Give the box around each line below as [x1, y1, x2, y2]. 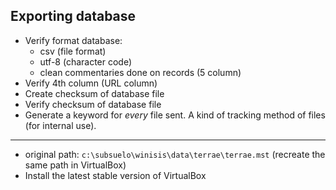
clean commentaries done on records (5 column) [39, 66, 242, 78]
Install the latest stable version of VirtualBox [24, 169, 207, 181]
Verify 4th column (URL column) [24, 77, 158, 89]
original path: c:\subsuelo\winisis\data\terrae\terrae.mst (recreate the [24, 148, 326, 160]
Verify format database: [24, 34, 123, 46]
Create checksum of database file [24, 87, 165, 99]
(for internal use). [24, 119, 97, 131]
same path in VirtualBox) [24, 159, 127, 171]
